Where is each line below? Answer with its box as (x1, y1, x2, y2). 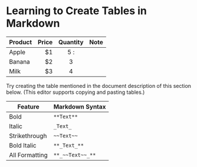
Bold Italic (9, 141, 37, 149)
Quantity (58, 38, 84, 46)
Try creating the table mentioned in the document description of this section (6, 82, 192, 89)
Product (9, 38, 32, 46)
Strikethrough (9, 132, 47, 140)
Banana (9, 57, 31, 66)
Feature (17, 102, 40, 110)
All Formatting (9, 150, 48, 159)
